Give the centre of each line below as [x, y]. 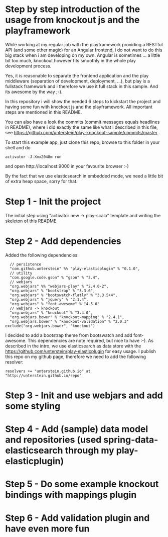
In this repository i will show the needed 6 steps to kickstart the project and [83, 101]
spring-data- [131, 440]
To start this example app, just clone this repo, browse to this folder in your [82, 142]
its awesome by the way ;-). [34, 92]
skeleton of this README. [31, 221]
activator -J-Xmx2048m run [33, 157]
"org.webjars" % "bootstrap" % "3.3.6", [52, 291]
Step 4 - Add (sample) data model [77, 429]
